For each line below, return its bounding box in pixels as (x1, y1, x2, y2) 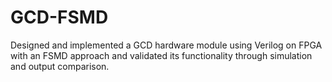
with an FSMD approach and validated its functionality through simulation (10, 49, 313, 61)
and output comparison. (10, 60, 110, 72)
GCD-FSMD (10, 6, 109, 29)
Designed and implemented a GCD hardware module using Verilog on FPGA (10, 39, 323, 51)
